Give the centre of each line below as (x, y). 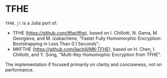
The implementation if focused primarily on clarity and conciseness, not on (84, 64)
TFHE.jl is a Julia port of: (31, 23)
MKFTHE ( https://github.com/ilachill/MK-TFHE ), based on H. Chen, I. (84, 49)
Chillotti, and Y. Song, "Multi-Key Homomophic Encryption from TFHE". (87, 55)
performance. (20, 70)
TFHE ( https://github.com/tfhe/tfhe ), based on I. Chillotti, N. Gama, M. (85, 33)
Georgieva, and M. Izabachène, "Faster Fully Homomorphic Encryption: (87, 38)
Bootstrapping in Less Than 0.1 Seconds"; (56, 43)
